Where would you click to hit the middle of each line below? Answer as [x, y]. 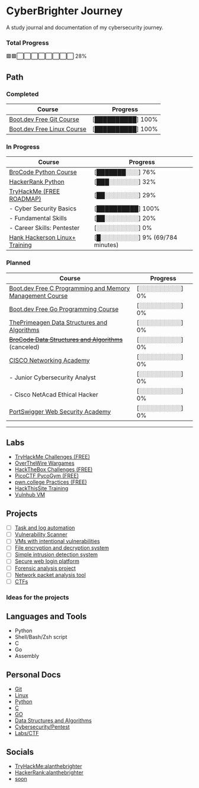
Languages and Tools [46, 617]
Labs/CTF [27, 733]
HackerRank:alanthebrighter [49, 773]
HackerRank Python [37, 182]
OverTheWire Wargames [45, 463]
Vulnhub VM [30, 495]
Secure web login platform [47, 561]
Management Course [38, 295]
